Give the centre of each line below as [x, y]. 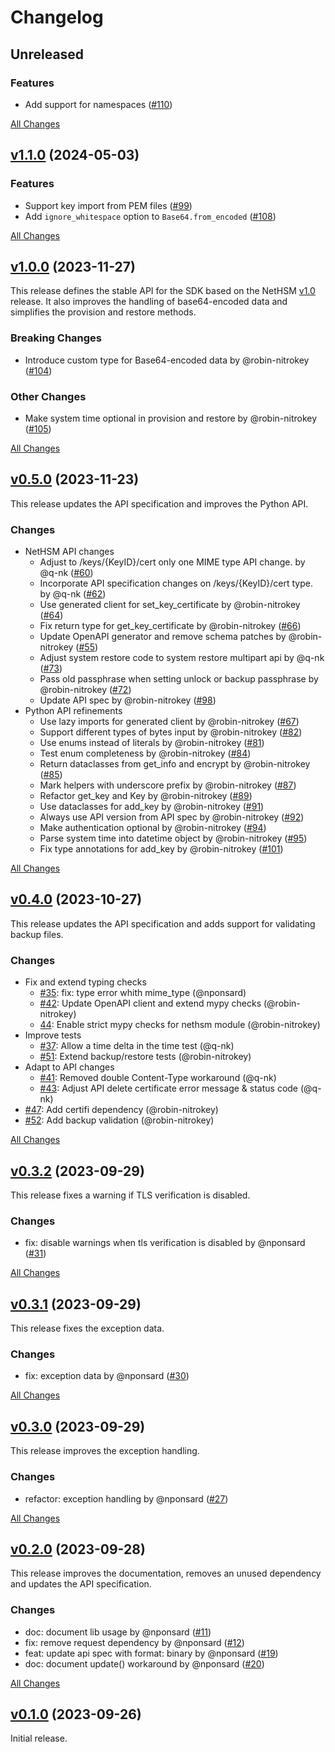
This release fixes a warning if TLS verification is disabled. [130, 1195]
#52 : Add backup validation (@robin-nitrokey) [119, 1120]
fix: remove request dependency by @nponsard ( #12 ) [134, 1642]
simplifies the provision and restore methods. [103, 312]
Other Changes [48, 396]
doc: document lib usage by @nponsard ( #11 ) [118, 1632]
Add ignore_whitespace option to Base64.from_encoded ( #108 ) [150, 216]
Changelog [57, 17]
